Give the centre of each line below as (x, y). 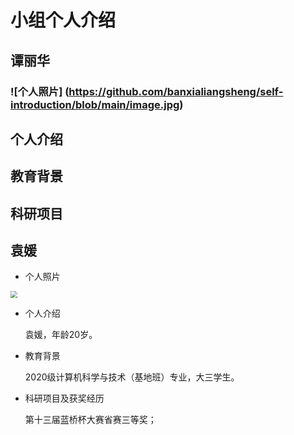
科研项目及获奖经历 (64, 398)
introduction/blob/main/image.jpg (95, 104)
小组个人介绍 (63, 20)
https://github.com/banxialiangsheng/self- (176, 91)
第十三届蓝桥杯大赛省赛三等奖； (90, 420)
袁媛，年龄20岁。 (61, 335)
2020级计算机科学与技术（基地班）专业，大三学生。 (132, 377)
